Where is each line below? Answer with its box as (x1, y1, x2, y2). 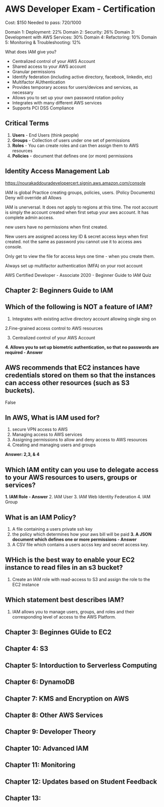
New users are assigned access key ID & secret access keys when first (5, 233, 148, 239)
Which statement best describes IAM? (5, 596, 124, 604)
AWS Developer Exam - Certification (5, 3, 156, 15)
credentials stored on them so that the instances (5, 371, 156, 379)
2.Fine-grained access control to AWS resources (5, 325, 103, 331)
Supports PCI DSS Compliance (12, 105, 74, 111)
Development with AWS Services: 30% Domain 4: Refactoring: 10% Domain (5, 34, 157, 40)
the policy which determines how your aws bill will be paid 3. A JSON (12, 531, 152, 538)
